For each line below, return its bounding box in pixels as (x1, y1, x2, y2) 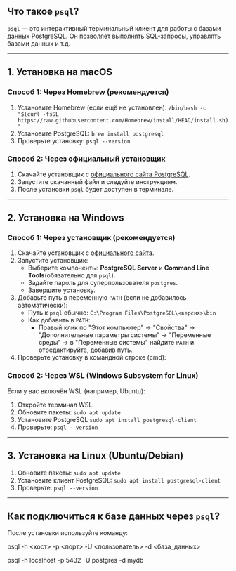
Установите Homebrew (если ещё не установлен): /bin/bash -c (17, 103, 206, 112)
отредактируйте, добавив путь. (38, 346, 133, 354)
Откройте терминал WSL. (17, 400, 95, 409)
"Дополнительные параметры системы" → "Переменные (38, 331, 211, 339)
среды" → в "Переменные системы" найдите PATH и (38, 339, 195, 347)
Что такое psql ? (7, 6, 79, 18)
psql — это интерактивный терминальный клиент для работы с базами (7, 24, 221, 32)
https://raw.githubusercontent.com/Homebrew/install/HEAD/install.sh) (17, 117, 229, 124)
